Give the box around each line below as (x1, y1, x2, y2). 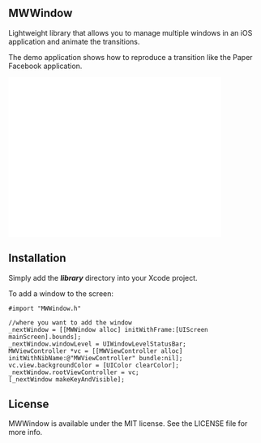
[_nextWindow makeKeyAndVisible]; (8, 375, 126, 384)
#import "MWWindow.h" (8, 304, 82, 312)
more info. (8, 428, 43, 437)
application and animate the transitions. (8, 37, 140, 46)
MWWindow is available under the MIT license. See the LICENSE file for (8, 419, 248, 428)
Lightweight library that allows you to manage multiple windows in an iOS (8, 28, 253, 37)
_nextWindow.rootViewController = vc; (8, 368, 139, 376)
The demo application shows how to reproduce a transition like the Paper (8, 52, 253, 62)
